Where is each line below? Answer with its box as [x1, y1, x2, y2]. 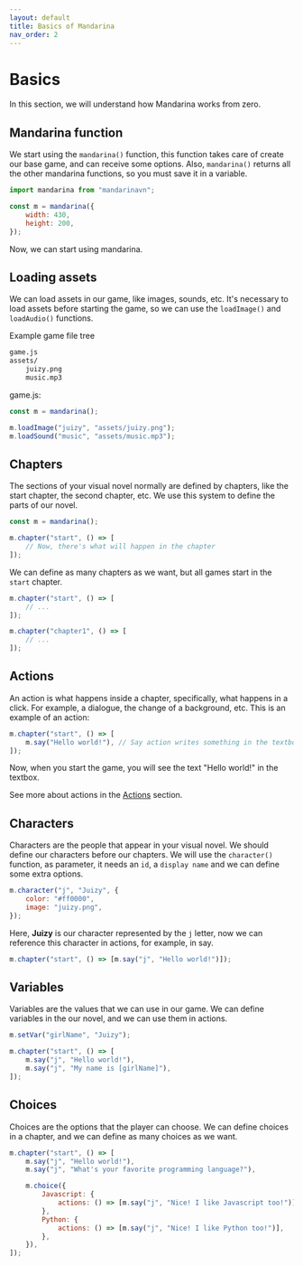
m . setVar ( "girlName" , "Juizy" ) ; [9, 1031, 131, 1040]
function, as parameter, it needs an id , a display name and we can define [9, 859, 280, 870]
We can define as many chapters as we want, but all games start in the [9, 567, 272, 577]
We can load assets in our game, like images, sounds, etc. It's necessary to [9, 294, 289, 305]
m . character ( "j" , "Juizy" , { [9, 886, 119, 896]
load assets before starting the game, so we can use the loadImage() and [9, 304, 281, 314]
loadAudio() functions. [9, 313, 94, 324]
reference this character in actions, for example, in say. [9, 937, 214, 948]
